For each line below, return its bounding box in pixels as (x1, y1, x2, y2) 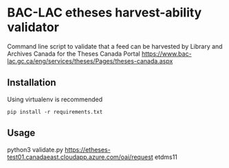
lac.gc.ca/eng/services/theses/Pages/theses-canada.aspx (7, 56, 173, 65)
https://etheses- (65, 145, 111, 154)
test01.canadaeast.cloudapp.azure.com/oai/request (7, 153, 153, 161)
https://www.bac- (141, 50, 192, 58)
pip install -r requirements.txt (7, 108, 103, 115)
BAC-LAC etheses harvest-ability (7, 5, 202, 21)
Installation (7, 77, 56, 89)
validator (7, 19, 60, 35)
